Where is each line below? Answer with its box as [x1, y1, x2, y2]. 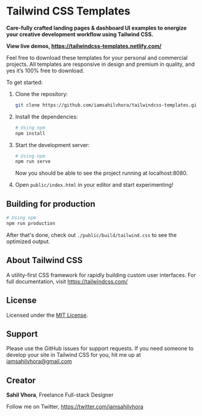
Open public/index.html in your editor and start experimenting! [15, 181, 174, 189]
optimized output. [6, 238, 50, 245]
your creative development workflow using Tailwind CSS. [6, 30, 154, 37]
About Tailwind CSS [6, 255, 83, 265]
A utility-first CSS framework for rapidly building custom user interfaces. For [6, 271, 197, 279]
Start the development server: [15, 141, 90, 149]
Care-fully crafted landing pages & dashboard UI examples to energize [6, 24, 187, 31]
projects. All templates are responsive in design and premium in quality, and [6, 60, 195, 68]
